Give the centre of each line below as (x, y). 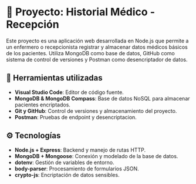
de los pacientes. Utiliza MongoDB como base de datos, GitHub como (90, 53)
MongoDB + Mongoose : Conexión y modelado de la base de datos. (96, 156)
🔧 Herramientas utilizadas (54, 78)
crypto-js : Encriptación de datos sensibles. (67, 175)
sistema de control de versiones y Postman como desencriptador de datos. (97, 59)
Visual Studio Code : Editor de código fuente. (69, 92)
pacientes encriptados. (42, 105)
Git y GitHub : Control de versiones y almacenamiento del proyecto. (96, 111)
